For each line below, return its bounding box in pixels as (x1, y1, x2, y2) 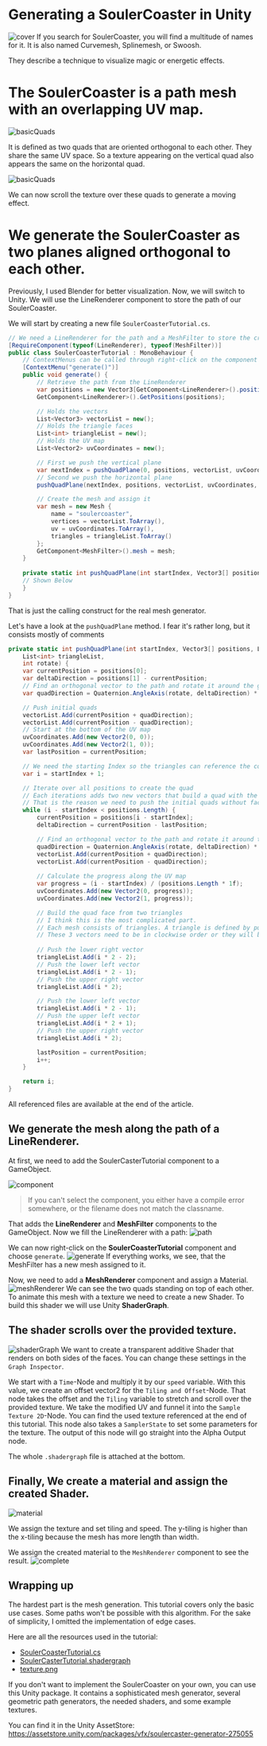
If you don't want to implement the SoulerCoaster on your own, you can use (8, 1680, 257, 1690)
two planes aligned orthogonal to (8, 243, 231, 262)
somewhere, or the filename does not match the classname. (27, 1203, 225, 1213)
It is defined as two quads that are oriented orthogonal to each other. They (8, 142, 253, 152)
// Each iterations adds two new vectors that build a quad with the (22, 791, 258, 800)
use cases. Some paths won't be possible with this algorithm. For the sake (8, 1608, 252, 1618)
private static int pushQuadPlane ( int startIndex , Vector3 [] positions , (8, 645, 254, 653)
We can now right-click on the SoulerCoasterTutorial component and (8, 1243, 237, 1252)
